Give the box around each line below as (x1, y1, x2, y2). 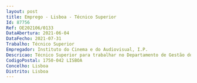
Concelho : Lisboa (6, 63, 49, 69)
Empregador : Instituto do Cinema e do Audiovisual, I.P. (6, 47, 148, 53)
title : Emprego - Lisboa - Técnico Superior (6, 14, 117, 20)
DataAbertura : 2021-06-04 (6, 30, 69, 36)
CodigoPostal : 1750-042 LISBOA (6, 57, 83, 63)
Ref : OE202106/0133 (6, 25, 54, 31)
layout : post (6, 8, 38, 15)
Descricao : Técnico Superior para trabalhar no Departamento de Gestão (6, 52, 185, 58)
